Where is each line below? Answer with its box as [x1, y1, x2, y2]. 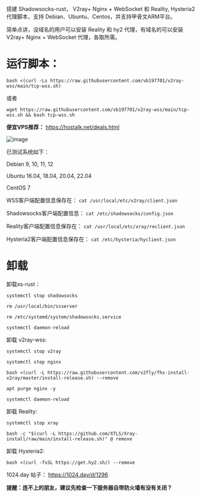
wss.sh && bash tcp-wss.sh [6, 112, 75, 118]
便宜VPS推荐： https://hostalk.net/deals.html [6, 123, 120, 131]
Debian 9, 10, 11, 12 [6, 160, 54, 168]
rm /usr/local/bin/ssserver [6, 303, 78, 309]
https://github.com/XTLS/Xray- [58, 431, 138, 437]
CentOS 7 [6, 184, 31, 191]
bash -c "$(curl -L [6, 431, 56, 437]
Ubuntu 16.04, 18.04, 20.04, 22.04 [6, 172, 92, 179]
